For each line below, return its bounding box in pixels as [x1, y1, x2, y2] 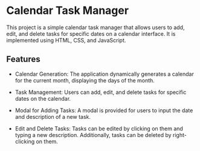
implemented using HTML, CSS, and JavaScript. [6, 36, 126, 44]
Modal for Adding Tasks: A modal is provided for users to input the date [15, 107, 193, 114]
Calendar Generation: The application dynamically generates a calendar [15, 70, 195, 78]
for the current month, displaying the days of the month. [15, 76, 155, 84]
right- [172, 131, 187, 138]
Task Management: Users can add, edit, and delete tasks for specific [15, 89, 187, 96]
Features [6, 54, 40, 64]
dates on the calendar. [15, 95, 71, 102]
